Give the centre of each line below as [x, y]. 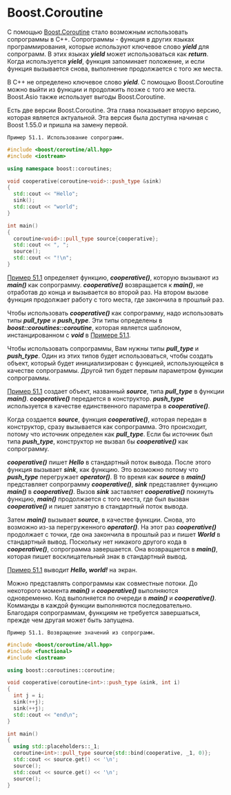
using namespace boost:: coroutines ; [60, 168]
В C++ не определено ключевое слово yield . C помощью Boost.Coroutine [115, 82]
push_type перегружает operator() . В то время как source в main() [107, 477]
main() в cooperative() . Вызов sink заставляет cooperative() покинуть [111, 491]
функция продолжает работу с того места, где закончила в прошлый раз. [116, 300]
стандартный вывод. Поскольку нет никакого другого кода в [97, 542]
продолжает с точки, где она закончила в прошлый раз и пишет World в [114, 534]
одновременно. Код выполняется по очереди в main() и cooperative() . [112, 598]
